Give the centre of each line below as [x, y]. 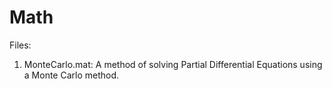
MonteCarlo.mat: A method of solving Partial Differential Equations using [173, 64]
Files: [20, 45]
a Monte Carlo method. [71, 75]
